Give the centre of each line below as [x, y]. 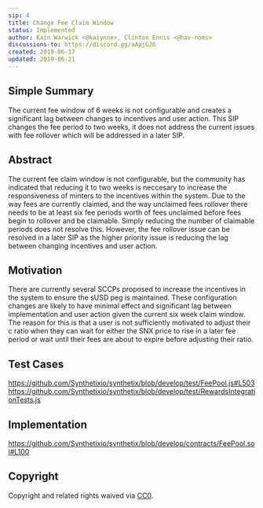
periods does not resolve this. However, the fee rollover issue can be [119, 229]
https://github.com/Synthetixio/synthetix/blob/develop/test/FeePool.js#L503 [131, 383]
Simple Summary [51, 91]
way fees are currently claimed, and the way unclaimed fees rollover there [128, 204]
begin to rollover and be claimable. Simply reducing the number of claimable [131, 220]
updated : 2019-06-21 [42, 60]
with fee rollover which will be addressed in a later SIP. [96, 135]
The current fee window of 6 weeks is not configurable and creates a [120, 110]
